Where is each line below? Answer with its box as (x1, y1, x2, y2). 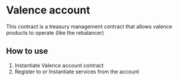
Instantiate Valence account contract (14, 62, 104, 69)
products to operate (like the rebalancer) (6, 29, 105, 36)
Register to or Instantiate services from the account (14, 68, 139, 75)
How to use (6, 46, 48, 56)
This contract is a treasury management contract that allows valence (6, 23, 172, 30)
